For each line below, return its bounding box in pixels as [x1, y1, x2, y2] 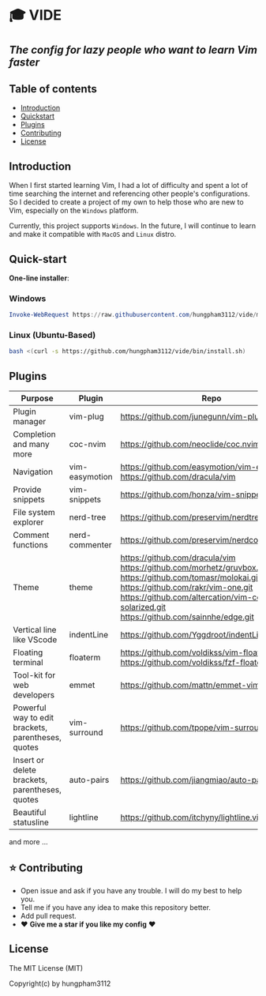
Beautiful [13, 807, 47, 818]
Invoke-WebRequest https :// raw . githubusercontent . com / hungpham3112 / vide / [9, 311, 257, 319]
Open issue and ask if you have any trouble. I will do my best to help [20, 885, 242, 895]
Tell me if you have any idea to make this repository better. [20, 902, 212, 912]
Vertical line [13, 625, 57, 636]
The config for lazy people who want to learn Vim [9, 43, 257, 56]
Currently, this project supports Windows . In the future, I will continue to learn [9, 221, 257, 231]
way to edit [13, 712, 54, 724]
